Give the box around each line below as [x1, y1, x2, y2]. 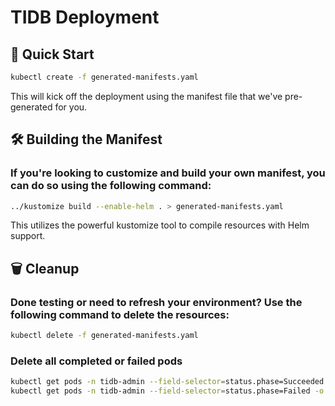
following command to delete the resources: [10, 307, 230, 321]
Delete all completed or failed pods [10, 354, 183, 368]
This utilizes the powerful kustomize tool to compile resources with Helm [10, 219, 310, 231]
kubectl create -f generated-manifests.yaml [10, 72, 199, 82]
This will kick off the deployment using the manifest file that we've [10, 90, 283, 102]
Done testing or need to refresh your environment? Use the [10, 295, 303, 309]
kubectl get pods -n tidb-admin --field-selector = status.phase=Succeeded [10, 377, 325, 387]
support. [10, 230, 46, 242]
